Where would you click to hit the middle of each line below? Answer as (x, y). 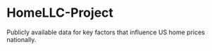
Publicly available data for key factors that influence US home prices (106, 32)
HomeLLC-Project (60, 13)
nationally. (21, 39)
